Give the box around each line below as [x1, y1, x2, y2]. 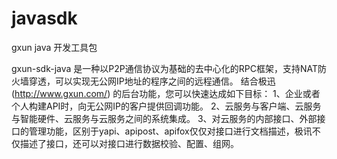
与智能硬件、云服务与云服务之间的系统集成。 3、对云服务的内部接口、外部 [11, 112, 318, 124]
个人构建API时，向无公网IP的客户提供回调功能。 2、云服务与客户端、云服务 [11, 100, 322, 112]
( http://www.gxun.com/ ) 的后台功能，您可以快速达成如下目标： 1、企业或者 [11, 87, 321, 99]
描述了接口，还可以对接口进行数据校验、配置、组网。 [19, 137, 239, 149]
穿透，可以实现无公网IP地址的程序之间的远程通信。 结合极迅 [28, 75, 276, 87]
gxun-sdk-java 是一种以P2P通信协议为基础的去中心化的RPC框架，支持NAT [11, 62, 318, 74]
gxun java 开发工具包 [11, 41, 98, 53]
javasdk [11, 7, 78, 30]
